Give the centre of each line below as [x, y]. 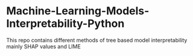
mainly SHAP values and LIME [44, 46]
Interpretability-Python [65, 24]
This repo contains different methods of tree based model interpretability [97, 40]
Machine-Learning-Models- [78, 11]
